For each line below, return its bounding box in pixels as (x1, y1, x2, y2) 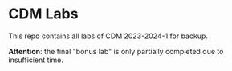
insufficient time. (8, 55, 64, 65)
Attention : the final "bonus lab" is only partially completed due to (8, 46, 224, 56)
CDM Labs (8, 5, 79, 23)
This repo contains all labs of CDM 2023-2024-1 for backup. (8, 31, 209, 41)
